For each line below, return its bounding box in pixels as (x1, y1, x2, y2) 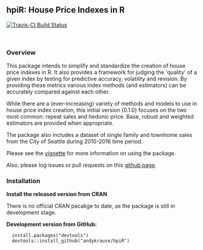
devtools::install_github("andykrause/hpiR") (12, 238, 130, 244)
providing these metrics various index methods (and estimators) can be (6, 82, 186, 89)
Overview (6, 48, 36, 57)
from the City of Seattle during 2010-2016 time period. (6, 138, 143, 145)
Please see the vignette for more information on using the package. (6, 150, 176, 157)
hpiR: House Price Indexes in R (6, 5, 125, 15)
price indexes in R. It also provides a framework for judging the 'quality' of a (6, 68, 197, 76)
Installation (6, 177, 41, 185)
